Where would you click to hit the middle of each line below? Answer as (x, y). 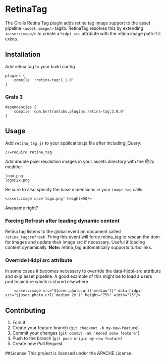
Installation (23, 55)
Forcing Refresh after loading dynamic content (62, 221)
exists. (12, 39)
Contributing (25, 310)
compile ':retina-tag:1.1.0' (44, 80)
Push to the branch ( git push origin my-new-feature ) (67, 338)
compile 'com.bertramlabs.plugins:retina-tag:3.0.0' (70, 112)
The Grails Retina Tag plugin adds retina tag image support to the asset (78, 23)
